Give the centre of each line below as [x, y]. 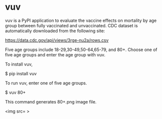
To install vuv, [19, 64]
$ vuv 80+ [15, 92]
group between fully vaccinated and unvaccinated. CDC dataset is [72, 25]
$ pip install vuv [21, 73]
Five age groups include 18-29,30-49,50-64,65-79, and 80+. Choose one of [81, 50]
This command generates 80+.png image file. [51, 102]
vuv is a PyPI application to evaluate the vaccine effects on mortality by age [81, 20]
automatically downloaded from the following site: [55, 31]
